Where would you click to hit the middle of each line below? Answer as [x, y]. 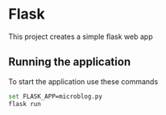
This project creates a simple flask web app [81, 36]
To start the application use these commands [83, 81]
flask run [25, 104]
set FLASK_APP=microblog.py [56, 96]
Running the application [70, 62]
